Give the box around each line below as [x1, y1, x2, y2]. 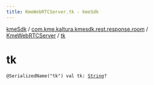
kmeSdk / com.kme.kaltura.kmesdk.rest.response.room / [6, 25, 149, 33]
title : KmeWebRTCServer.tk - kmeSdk [6, 8, 99, 15]
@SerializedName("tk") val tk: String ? [6, 73, 107, 79]
